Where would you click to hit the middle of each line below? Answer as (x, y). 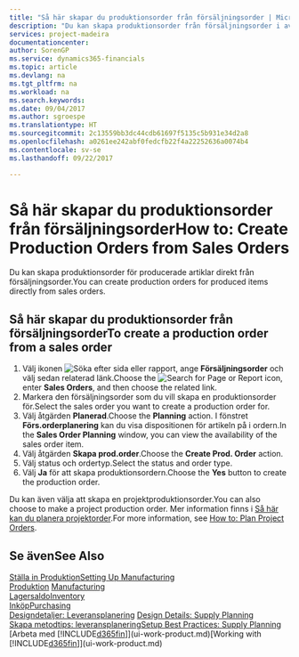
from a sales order (61, 347)
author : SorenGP (39, 51)
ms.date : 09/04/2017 (48, 109)
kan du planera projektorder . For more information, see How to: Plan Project (147, 518)
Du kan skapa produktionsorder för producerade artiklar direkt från (132, 272)
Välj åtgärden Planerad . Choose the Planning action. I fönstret (135, 416)
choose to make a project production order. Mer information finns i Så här (144, 509)
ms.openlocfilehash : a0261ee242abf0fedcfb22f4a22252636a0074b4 (129, 142)
